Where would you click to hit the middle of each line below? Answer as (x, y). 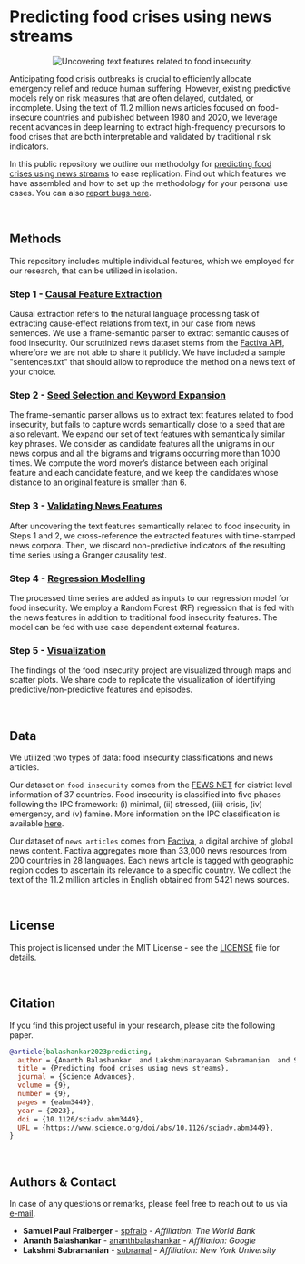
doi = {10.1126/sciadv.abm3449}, (81, 1119)
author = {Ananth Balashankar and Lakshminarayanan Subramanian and (154, 1060)
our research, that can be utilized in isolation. (93, 271)
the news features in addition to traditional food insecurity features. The (143, 617)
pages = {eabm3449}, (56, 1102)
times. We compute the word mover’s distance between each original (139, 463)
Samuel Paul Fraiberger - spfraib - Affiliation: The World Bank (139, 1231)
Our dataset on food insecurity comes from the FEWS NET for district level (151, 785)
